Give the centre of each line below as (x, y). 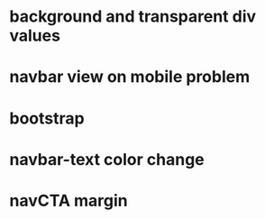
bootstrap (47, 118)
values (35, 36)
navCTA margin (69, 201)
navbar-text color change (107, 159)
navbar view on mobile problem (130, 77)
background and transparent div (133, 17)
